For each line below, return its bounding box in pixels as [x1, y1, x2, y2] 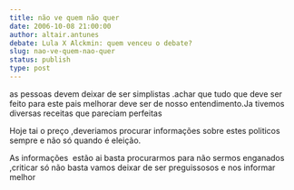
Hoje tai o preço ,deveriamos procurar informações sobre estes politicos [9, 125, 280, 136]
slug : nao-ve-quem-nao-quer [9, 47, 116, 56]
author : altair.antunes [9, 30, 100, 39]
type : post [9, 64, 51, 73]
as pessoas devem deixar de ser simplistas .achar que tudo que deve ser [9, 88, 283, 100]
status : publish [9, 55, 71, 64]
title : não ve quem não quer [9, 13, 120, 23]
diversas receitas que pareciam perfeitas [9, 108, 162, 119]
